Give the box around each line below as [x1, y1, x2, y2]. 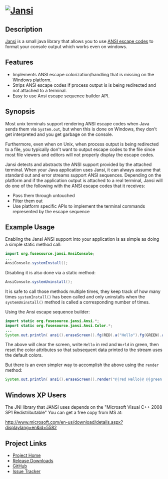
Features [5, 58, 33, 67]
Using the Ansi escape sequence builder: [5, 308, 90, 314]
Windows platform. [12, 77, 51, 83]
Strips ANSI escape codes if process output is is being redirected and [12, 82, 156, 88]
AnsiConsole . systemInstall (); [5, 261, 68, 266]
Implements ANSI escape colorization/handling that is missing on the [12, 71, 154, 77]
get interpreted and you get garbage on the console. [5, 131, 113, 137]
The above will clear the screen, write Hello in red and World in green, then [5, 342, 159, 348]
